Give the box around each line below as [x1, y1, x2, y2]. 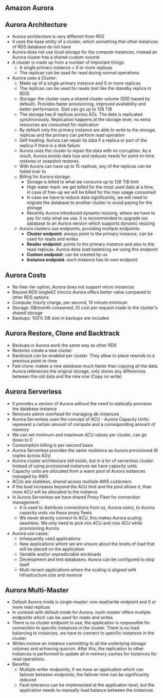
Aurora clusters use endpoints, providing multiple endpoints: [19, 226, 141, 232]
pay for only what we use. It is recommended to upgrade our [26, 215, 148, 221]
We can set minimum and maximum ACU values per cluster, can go [12, 432, 147, 437]
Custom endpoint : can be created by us [26, 252, 108, 258]
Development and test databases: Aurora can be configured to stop [19, 556, 155, 562]
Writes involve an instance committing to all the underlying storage [12, 640, 146, 647]
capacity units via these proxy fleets [19, 509, 92, 515]
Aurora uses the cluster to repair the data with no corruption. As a [19, 148, 151, 153]
